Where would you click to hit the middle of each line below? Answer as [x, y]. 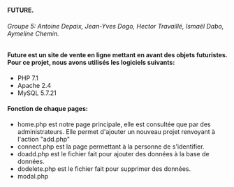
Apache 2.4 [34, 85]
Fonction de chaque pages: [48, 109]
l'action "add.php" [44, 140]
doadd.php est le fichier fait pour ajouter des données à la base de [113, 154]
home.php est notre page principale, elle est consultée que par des [114, 124]
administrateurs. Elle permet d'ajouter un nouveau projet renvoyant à [116, 132]
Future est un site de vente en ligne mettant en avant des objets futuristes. [117, 55]
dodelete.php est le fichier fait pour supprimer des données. [104, 169]
